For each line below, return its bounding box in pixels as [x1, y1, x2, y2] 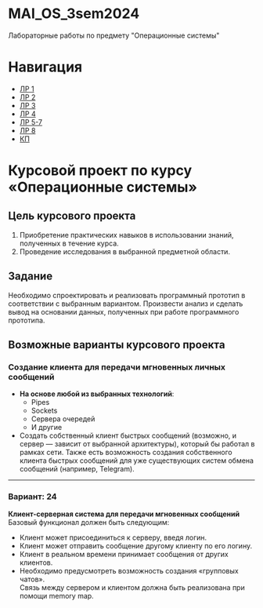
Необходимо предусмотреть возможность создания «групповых [19, 566, 239, 575]
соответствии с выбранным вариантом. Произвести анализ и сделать [8, 299, 243, 308]
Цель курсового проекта [8, 209, 136, 223]
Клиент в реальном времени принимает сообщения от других [19, 549, 229, 559]
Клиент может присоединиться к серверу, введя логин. [19, 533, 207, 542]
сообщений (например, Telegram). [19, 464, 135, 474]
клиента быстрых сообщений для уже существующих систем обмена [19, 456, 254, 465]
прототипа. [8, 315, 45, 325]
